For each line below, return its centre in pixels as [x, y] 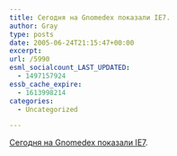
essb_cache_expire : [46, 84]
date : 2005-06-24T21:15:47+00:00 [72, 43]
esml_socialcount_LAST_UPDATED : [70, 68]
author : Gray [34, 26]
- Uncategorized [48, 109]
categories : [31, 101]
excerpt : [26, 51]
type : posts [31, 34]
